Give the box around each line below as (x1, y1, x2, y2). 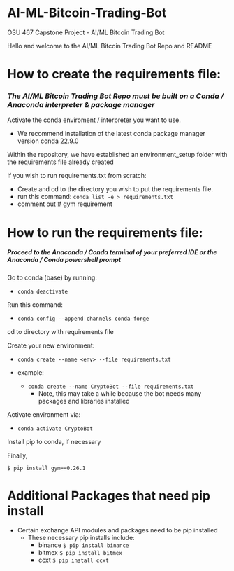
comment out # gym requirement (17, 200, 113, 208)
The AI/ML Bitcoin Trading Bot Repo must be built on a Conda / (7, 91, 224, 101)
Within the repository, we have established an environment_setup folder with (7, 151, 228, 159)
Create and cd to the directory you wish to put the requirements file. (17, 185, 213, 193)
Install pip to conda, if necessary (7, 437, 101, 446)
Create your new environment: (7, 341, 95, 350)
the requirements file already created (7, 158, 114, 166)
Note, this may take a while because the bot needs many (38, 389, 202, 397)
